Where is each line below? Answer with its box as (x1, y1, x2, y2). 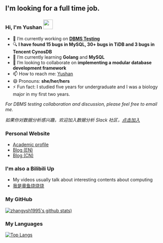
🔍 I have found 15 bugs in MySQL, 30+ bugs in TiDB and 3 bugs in (12, 41, 155, 47)
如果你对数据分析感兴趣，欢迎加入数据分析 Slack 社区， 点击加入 (5, 117, 140, 123)
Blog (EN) (12, 147, 33, 153)
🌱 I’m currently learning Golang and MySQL (12, 54, 105, 60)
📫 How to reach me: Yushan (12, 70, 73, 77)
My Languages (5, 220, 43, 227)
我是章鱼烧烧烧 (12, 183, 44, 189)
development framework (12, 65, 67, 71)
